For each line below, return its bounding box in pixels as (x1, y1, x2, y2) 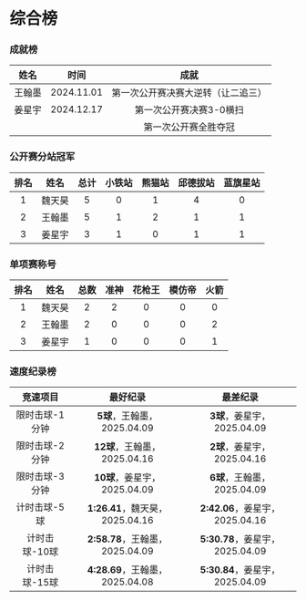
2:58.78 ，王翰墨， (87, 533, 168, 545)
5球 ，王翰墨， (97, 409, 158, 422)
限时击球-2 (15, 440, 66, 452)
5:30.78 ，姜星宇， (199, 533, 280, 545)
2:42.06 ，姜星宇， (199, 503, 280, 515)
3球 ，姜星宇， (209, 409, 271, 422)
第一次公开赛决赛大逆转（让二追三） (111, 87, 267, 99)
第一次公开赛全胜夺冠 (143, 120, 235, 133)
